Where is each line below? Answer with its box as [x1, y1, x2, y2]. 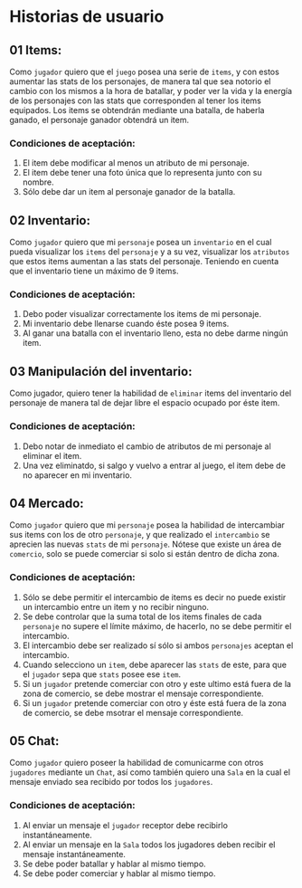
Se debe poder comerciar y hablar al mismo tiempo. [22, 867, 216, 879]
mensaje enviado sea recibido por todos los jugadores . [9, 777, 213, 788]
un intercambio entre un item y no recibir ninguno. [22, 601, 210, 612]
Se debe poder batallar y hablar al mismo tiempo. [22, 858, 206, 869]
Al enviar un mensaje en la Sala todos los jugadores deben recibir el [22, 839, 276, 850]
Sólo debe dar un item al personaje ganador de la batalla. [22, 186, 236, 197]
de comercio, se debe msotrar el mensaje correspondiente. [22, 707, 244, 718]
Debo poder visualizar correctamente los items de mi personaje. [22, 309, 262, 320]
